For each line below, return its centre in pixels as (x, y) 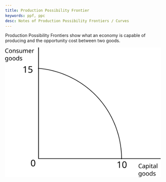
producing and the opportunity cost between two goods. (63, 41)
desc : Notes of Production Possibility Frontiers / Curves (67, 21)
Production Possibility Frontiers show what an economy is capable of (75, 36)
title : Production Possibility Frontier (47, 10)
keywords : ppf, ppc (25, 16)
